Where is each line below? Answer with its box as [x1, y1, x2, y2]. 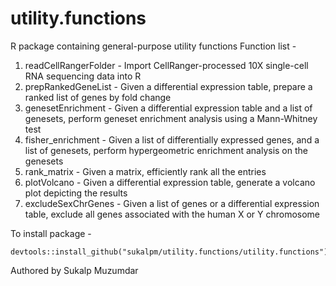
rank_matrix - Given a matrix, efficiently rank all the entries [24, 165, 267, 177]
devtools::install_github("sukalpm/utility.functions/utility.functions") [10, 247, 329, 257]
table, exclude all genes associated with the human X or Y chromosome [24, 208, 321, 220]
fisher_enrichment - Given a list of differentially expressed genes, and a [24, 133, 320, 146]
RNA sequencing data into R [24, 70, 142, 82]
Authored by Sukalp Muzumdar [10, 264, 139, 276]
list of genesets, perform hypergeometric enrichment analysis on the [24, 144, 308, 156]
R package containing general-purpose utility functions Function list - [10, 40, 297, 52]
